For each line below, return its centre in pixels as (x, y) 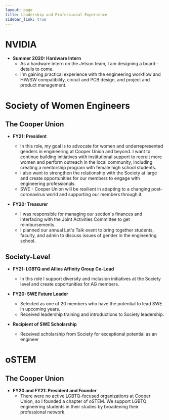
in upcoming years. (40, 309)
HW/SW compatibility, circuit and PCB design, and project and (85, 80)
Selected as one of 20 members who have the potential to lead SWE (91, 304)
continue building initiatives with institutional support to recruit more (91, 157)
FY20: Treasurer (30, 204)
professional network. (43, 412)
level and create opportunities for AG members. (70, 284)
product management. (43, 85)
